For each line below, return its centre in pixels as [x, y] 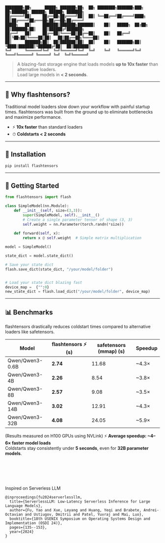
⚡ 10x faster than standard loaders [47, 127]
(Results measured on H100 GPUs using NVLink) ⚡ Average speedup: [76, 436]
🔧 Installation [26, 154]
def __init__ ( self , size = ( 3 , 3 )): [48, 211]
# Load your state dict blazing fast [44, 282]
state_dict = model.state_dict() [39, 256]
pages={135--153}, [28, 528]
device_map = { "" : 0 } [27, 287]
